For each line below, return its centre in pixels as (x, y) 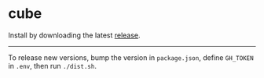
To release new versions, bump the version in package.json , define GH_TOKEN (131, 57)
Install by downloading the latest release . (74, 35)
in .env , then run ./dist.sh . (52, 66)
